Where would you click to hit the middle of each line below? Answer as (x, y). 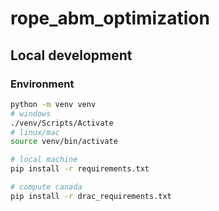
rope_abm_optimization (110, 18)
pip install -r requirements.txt (80, 169)
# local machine (44, 160)
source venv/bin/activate (64, 142)
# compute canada (46, 187)
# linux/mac (35, 132)
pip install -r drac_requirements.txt (91, 196)
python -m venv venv (53, 104)
